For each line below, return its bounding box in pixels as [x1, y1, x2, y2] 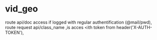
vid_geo [5, 3, 38, 14]
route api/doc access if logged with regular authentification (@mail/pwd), [5, 19, 152, 25]
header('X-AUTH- [116, 24, 153, 30]
